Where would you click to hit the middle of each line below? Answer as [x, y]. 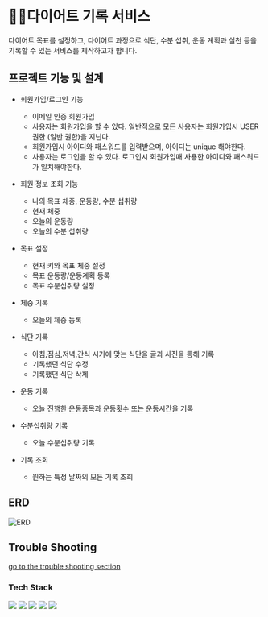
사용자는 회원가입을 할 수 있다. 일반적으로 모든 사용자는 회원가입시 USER [145, 126]
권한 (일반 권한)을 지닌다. [71, 136]
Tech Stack [31, 587]
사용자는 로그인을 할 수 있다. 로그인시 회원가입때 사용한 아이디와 [132, 156]
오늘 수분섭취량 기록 [63, 442]
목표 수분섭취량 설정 [63, 285]
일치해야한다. [61, 167]
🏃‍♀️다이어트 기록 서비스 [79, 17]
